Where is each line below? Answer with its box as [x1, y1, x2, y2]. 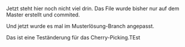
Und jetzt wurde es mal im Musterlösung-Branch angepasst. [6, 23, 155, 29]
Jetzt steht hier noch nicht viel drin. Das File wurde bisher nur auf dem [6, 5, 180, 12]
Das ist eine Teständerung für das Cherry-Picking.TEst [6, 34, 140, 41]
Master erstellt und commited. [6, 11, 81, 18]
